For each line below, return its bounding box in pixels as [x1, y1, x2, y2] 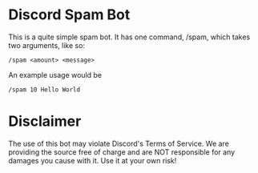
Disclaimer [8, 112, 82, 131]
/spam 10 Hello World [8, 86, 81, 94]
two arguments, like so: [8, 40, 86, 50]
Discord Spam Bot [8, 6, 131, 24]
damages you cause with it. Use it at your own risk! [8, 155, 177, 165]
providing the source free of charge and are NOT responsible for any [8, 147, 236, 157]
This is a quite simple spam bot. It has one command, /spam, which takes [8, 32, 251, 42]
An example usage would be [8, 70, 103, 79]
